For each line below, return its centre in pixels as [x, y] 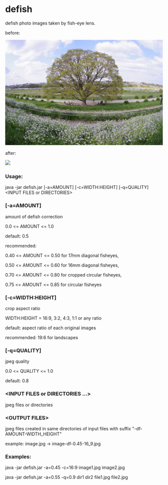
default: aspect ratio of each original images [51, 328]
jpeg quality [17, 361]
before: [13, 33]
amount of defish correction [34, 216]
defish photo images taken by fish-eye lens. [50, 23]
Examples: [18, 456]
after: [11, 153]
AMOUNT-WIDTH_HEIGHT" [33, 434]
